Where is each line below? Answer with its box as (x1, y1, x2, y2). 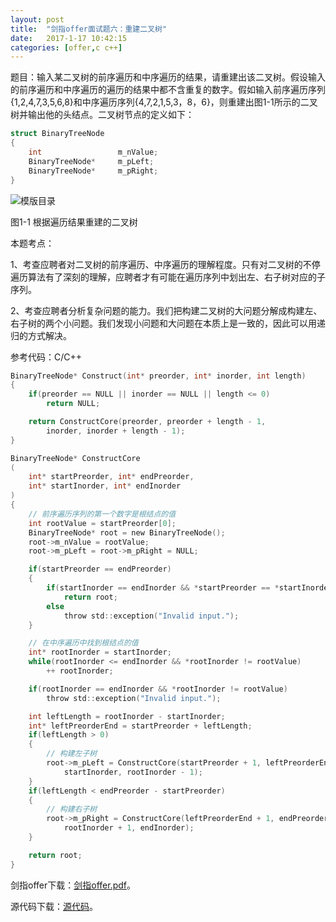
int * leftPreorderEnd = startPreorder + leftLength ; (28, 721, 253, 731)
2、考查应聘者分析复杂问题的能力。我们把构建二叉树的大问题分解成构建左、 (10, 304, 323, 316)
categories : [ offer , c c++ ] (10, 42, 123, 53)
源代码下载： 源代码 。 (10, 900, 98, 912)
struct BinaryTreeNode (10, 129, 105, 139)
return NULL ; (46, 399, 101, 409)
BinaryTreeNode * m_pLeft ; (28, 156, 155, 166)
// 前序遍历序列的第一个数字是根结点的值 (28, 509, 177, 519)
